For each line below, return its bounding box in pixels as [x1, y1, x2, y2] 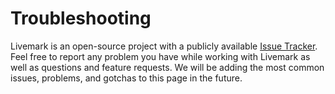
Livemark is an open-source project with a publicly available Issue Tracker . [10, 40, 318, 52]
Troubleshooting [10, 7, 152, 30]
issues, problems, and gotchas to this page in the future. [10, 72, 243, 84]
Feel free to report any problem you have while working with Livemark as [10, 50, 311, 62]
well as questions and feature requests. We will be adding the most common [10, 61, 325, 73]
